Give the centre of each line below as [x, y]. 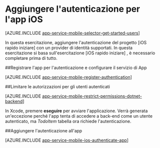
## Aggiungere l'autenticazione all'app [44, 130]
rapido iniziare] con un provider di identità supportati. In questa [69, 48]
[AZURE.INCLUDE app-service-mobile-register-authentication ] [69, 77]
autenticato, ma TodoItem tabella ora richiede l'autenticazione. [68, 121]
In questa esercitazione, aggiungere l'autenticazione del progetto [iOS [76, 42]
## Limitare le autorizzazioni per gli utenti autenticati [58, 86]
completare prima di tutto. [31, 58]
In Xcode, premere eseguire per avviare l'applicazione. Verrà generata [77, 111]
